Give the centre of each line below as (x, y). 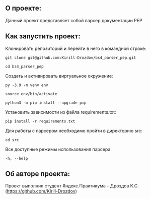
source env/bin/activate (31, 94)
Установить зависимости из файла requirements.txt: (61, 112)
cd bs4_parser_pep (24, 67)
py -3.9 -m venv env (27, 85)
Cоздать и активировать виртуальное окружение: (59, 76)
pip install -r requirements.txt (40, 121)
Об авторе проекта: (38, 174)
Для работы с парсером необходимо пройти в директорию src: (74, 130)
